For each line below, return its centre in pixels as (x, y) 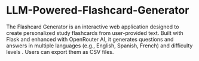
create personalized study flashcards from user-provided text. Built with (95, 33)
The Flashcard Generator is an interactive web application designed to (93, 27)
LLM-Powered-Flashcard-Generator (98, 10)
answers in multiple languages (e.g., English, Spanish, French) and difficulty (99, 46)
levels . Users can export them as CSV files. (60, 52)
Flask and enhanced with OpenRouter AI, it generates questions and (90, 39)
